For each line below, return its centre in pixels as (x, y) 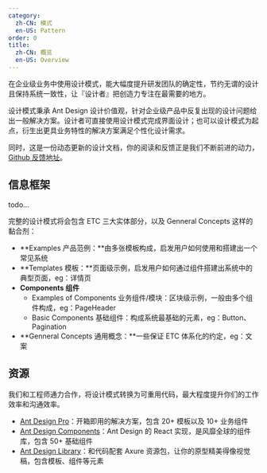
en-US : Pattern (41, 30)
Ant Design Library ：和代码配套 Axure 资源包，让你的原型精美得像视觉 (135, 451)
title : (19, 45)
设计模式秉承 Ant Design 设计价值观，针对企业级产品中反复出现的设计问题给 (133, 110)
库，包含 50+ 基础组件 (56, 441)
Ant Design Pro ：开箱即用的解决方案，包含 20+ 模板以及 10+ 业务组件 (134, 421)
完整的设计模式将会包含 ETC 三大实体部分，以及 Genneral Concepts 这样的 (131, 221)
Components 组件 (49, 287)
